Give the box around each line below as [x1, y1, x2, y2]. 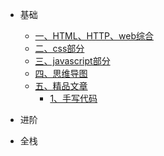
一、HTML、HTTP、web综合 [34, 30, 154, 42]
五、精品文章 [34, 80, 88, 92]
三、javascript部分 [34, 55, 111, 67]
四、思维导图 [34, 68, 88, 79]
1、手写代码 [49, 93, 98, 104]
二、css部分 [34, 43, 85, 54]
